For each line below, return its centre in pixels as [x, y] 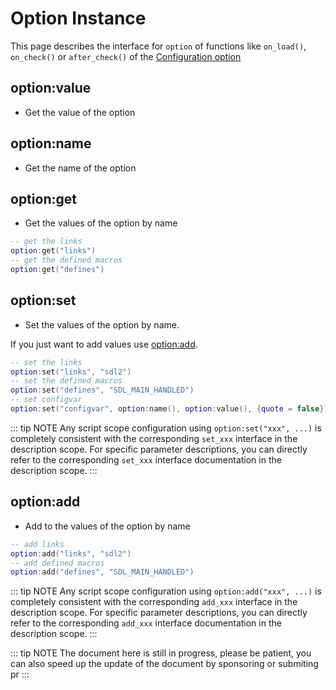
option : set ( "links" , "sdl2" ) [71, 372]
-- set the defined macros [66, 381]
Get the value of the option [80, 112]
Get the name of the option [80, 168]
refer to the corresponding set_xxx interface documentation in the [146, 459]
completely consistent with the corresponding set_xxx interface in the [154, 438]
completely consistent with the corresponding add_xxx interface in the [154, 602]
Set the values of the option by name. [102, 324]
